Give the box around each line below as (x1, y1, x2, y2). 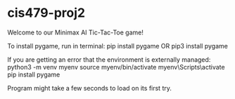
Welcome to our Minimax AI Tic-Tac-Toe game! (7, 28, 144, 37)
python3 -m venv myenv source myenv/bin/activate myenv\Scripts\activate (7, 62, 225, 71)
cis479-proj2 (7, 5, 86, 21)
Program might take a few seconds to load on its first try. (7, 84, 172, 92)
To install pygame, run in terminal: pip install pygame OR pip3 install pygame (7, 41, 229, 50)
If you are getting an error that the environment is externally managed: (7, 55, 211, 64)
